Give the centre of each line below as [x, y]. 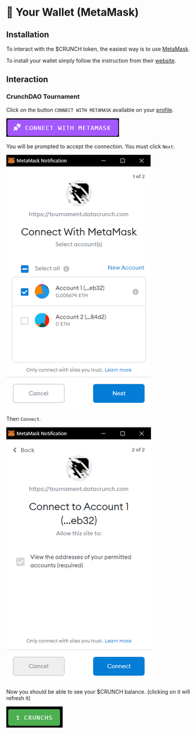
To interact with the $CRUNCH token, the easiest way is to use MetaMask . [98, 49]
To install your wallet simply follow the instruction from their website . [91, 61]
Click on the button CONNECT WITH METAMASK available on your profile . [90, 110]
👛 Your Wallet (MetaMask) [73, 12]
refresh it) [19, 698]
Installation [28, 35]
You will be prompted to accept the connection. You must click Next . [91, 146]
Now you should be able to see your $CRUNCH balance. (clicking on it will [98, 691]
